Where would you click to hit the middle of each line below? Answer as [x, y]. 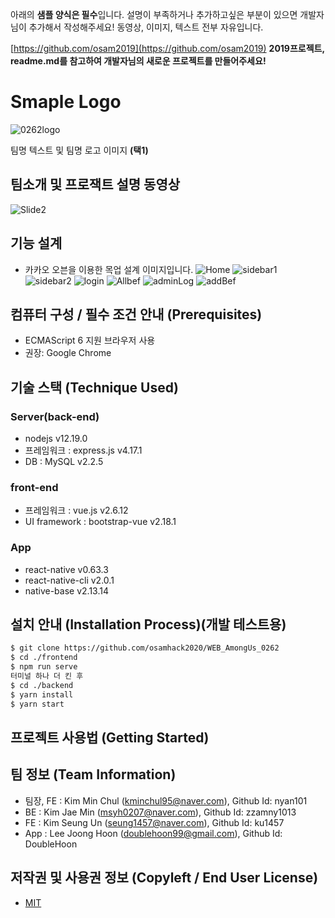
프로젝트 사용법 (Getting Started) [110, 737]
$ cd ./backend [42, 685]
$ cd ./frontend [44, 658]
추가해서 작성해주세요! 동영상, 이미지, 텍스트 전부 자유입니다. [146, 27]
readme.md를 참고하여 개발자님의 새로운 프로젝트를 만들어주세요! [138, 61]
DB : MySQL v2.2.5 [64, 462]
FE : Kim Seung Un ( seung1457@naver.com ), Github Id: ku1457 [154, 822]
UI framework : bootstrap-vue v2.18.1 [100, 522]
